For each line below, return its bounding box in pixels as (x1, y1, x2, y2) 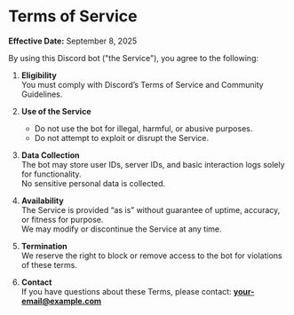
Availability (20, 195, 64, 206)
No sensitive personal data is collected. (20, 177, 166, 188)
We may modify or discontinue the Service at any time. (20, 224, 223, 234)
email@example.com (20, 295, 102, 306)
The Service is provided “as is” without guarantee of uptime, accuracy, (20, 204, 281, 215)
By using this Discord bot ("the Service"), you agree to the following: (8, 52, 259, 63)
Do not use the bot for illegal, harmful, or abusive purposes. (34, 122, 253, 134)
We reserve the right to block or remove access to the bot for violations (20, 250, 282, 261)
